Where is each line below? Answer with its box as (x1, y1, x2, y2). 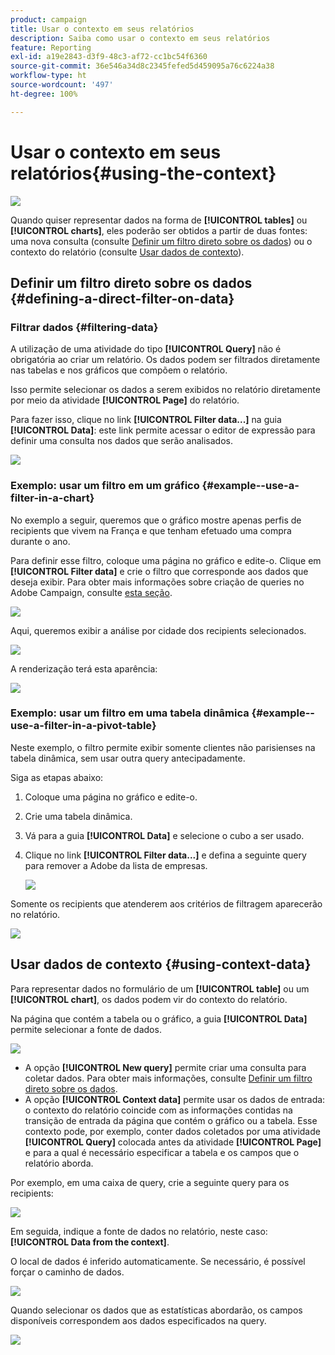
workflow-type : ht (10, 71, 87, 81)
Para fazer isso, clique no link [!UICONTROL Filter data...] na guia (10, 414, 282, 426)
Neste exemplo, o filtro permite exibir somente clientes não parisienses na (10, 741, 316, 753)
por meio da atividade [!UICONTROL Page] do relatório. (10, 394, 240, 406)
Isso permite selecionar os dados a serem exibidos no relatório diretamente (10, 384, 321, 396)
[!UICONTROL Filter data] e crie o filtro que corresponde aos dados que (10, 565, 309, 577)
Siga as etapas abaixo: (10, 771, 104, 783)
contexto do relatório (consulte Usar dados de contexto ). (10, 246, 245, 258)
